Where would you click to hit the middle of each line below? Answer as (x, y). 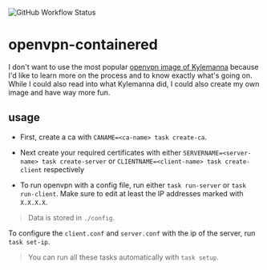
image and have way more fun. (59, 92)
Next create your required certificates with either (101, 152)
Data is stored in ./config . (71, 217)
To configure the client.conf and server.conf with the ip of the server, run (132, 233)
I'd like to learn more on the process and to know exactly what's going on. (130, 75)
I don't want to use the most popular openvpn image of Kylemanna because (133, 66)
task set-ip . (29, 241)
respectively (64, 169)
